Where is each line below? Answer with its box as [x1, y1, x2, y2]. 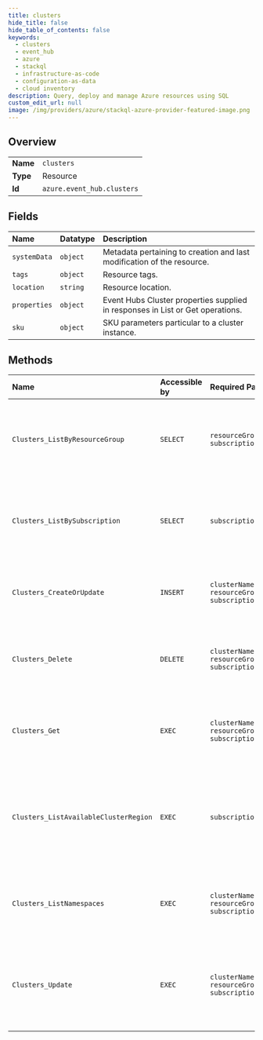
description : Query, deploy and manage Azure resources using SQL [8, 92, 229, 100]
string [59, 283, 85, 291]
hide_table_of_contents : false [8, 26, 110, 34]
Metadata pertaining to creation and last [103, 246, 250, 257]
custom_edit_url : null [8, 99, 82, 107]
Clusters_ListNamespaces [12, 900, 105, 908]
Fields [8, 210, 39, 224]
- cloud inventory [15, 84, 76, 93]
